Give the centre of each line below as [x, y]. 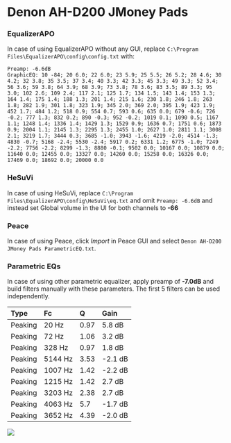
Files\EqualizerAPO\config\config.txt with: [71, 56]
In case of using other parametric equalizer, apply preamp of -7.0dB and [110, 282]
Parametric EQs [34, 266]
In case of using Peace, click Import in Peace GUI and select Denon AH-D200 [114, 241]
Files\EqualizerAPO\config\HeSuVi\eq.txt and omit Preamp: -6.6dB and [110, 200]
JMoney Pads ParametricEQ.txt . [52, 248]
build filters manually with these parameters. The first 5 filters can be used [114, 289]
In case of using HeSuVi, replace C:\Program [70, 193]
